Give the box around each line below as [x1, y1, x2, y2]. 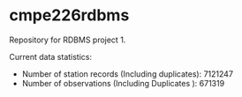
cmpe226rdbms [9, 5, 130, 26]
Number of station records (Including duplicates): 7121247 [21, 68, 234, 79]
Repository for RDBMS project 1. [9, 34, 126, 45]
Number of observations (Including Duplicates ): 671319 [21, 78, 225, 88]
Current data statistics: [9, 51, 93, 62]
